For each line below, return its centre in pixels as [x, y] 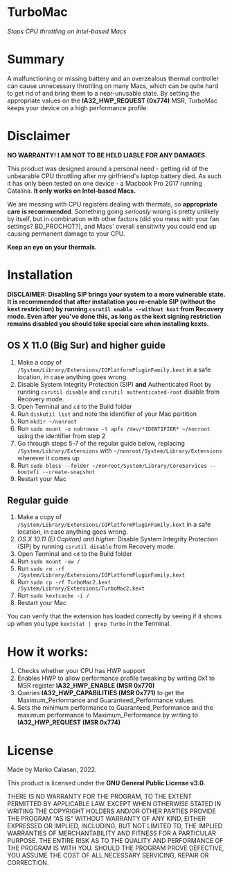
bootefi [28, 472]
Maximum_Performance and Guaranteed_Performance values [105, 700]
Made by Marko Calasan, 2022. [52, 769]
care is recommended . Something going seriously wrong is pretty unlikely [113, 211]
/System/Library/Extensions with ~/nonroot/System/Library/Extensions [120, 451]
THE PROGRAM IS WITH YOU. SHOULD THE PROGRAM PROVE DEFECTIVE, [116, 848]
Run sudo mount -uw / [48, 561]
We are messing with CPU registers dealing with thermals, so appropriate [113, 204]
